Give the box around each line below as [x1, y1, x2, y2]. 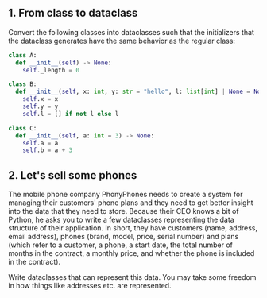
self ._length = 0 [22, 66, 80, 74]
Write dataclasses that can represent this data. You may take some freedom [8, 273, 257, 282]
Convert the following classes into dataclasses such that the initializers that [8, 27, 254, 37]
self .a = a [22, 139, 59, 147]
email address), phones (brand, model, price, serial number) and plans [8, 232, 239, 242]
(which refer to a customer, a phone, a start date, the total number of [8, 240, 233, 250]
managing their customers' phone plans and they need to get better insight [8, 198, 253, 207]
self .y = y [22, 103, 59, 110]
